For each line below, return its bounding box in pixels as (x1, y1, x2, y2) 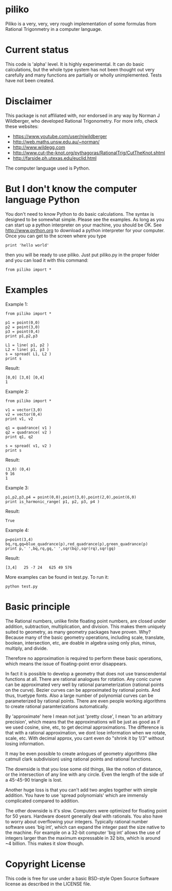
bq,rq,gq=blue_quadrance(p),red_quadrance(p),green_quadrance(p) (5, 541, 148, 546)
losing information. (5, 741, 45, 747)
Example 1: (5, 301, 28, 307)
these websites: (5, 123, 39, 129)
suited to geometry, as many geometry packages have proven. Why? (5, 629, 151, 635)
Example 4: (5, 527, 29, 533)
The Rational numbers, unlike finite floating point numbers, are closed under (5, 618, 166, 624)
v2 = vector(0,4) (5, 412, 43, 417)
